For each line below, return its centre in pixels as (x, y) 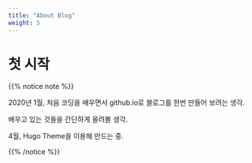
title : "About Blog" (42, 15)
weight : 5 (24, 23)
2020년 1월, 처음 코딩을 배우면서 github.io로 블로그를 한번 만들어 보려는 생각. (127, 102)
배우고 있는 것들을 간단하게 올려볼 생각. (68, 120)
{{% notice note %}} (41, 87)
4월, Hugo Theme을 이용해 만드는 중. (66, 136)
